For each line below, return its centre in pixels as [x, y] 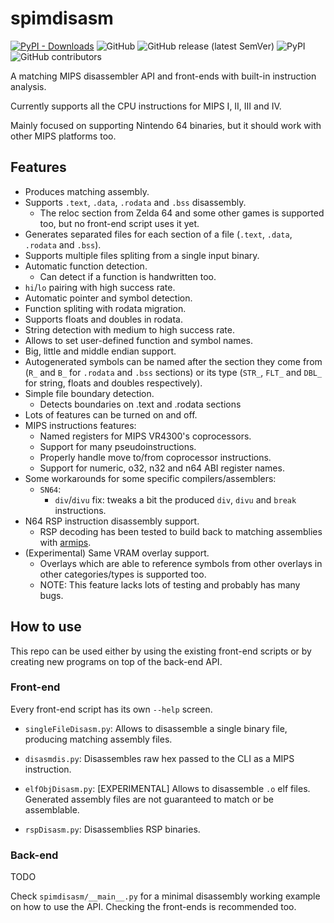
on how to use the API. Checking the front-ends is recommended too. [153, 907]
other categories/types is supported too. [123, 574]
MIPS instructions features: [80, 425]
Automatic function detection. [86, 266]
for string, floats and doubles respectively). [113, 383]
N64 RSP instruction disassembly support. [112, 521]
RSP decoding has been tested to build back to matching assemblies [181, 531]
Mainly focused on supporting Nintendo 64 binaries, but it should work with [166, 125]
